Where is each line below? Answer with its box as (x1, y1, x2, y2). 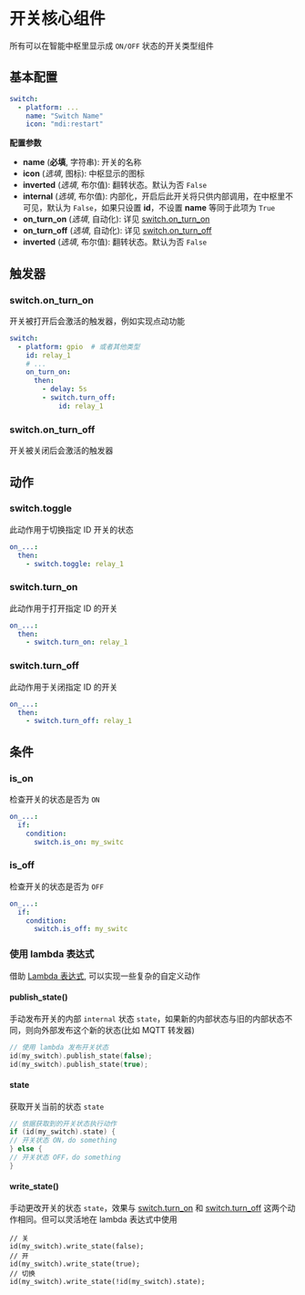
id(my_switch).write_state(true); (9, 1259, 141, 1269)
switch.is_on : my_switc (33, 837, 125, 846)
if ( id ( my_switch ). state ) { (9, 1127, 117, 1136)
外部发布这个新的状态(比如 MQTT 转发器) (40, 1024, 196, 1035)
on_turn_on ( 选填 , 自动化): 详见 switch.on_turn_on (22, 213, 210, 224)
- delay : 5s (42, 385, 88, 394)
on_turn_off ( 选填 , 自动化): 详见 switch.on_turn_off (22, 225, 212, 236)
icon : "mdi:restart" (25, 119, 104, 129)
